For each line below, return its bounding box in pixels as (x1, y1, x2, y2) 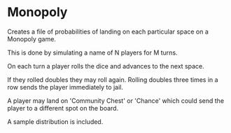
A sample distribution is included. (7, 117, 104, 126)
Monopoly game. (7, 34, 56, 43)
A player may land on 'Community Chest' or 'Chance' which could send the (7, 96, 225, 105)
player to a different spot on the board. (7, 104, 119, 112)
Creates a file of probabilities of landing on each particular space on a (7, 27, 209, 36)
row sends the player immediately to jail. (7, 83, 124, 91)
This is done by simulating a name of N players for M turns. (7, 48, 178, 57)
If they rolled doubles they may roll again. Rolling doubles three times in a (7, 75, 218, 84)
